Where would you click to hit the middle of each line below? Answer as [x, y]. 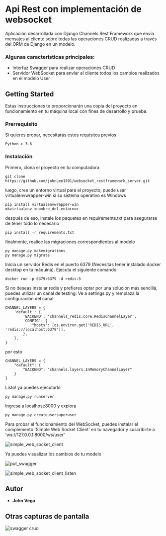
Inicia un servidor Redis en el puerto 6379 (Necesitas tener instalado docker [83, 264]
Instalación [19, 157]
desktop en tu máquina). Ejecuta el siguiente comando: [61, 269]
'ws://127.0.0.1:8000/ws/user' [35, 435]
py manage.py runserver [30, 396]
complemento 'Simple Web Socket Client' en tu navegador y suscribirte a [80, 429]
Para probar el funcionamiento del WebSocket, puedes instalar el [72, 424]
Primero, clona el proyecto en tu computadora [52, 167]
